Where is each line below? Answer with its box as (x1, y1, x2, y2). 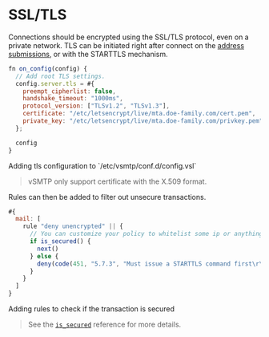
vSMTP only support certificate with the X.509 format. (27, 177, 207, 186)
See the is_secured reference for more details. (27, 319, 182, 330)
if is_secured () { (29, 238, 91, 246)
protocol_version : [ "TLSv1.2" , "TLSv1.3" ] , (22, 102, 171, 110)
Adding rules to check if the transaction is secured (8, 304, 175, 314)
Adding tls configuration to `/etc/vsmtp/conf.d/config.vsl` (8, 160, 197, 170)
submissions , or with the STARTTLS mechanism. (8, 49, 168, 59)
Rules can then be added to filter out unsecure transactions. (8, 192, 207, 201)
